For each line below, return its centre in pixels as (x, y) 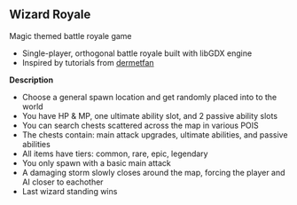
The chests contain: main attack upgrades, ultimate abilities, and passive (155, 134)
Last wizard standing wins (70, 191)
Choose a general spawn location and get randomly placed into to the (149, 97)
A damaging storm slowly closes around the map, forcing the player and (153, 172)
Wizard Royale (50, 15)
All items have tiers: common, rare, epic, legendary (115, 154)
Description (31, 80)
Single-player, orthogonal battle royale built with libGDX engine (137, 53)
